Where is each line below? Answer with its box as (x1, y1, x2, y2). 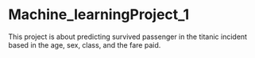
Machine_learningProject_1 (8, 6, 190, 24)
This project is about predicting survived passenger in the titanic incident (8, 32, 248, 41)
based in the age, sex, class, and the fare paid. (8, 40, 161, 49)
